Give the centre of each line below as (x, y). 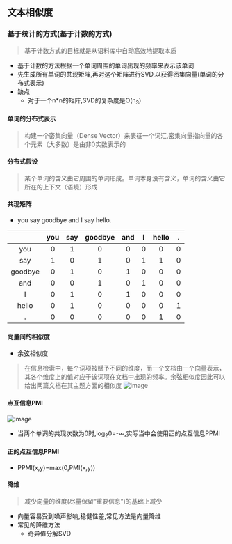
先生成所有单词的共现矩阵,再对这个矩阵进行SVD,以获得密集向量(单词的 (118, 74)
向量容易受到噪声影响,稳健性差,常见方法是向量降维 (89, 516)
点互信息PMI (25, 403)
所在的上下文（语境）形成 (61, 187)
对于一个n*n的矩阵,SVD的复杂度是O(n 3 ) (84, 101)
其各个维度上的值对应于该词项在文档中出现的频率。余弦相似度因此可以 (125, 377)
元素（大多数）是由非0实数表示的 (78, 144)
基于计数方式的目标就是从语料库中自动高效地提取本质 (100, 50)
